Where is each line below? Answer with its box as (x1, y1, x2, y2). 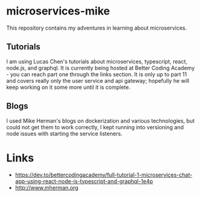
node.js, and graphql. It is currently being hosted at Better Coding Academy (6, 64, 195, 71)
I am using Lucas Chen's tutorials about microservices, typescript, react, (6, 57, 188, 65)
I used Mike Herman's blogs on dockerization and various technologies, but (6, 117, 195, 124)
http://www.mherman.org (15, 184, 79, 191)
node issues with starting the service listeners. (6, 130, 123, 137)
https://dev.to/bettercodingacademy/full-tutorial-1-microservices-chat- (15, 171, 193, 178)
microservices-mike (6, 4, 110, 18)
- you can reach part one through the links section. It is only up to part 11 (6, 71, 187, 78)
